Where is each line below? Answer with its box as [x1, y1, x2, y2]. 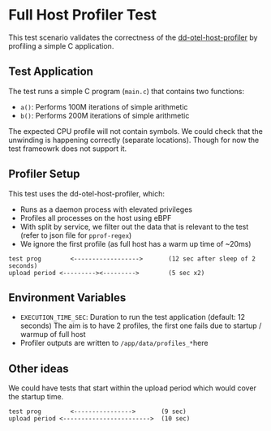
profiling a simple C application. [8, 41, 114, 50]
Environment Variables [8, 291, 127, 304]
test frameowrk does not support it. [8, 144, 127, 153]
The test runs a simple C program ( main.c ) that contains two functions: [8, 86, 245, 96]
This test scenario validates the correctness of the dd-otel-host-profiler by [8, 32, 258, 42]
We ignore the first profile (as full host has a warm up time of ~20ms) [19, 239, 252, 248]
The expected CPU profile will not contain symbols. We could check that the [8, 126, 264, 136]
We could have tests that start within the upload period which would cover [8, 383, 257, 393]
